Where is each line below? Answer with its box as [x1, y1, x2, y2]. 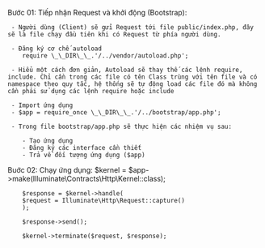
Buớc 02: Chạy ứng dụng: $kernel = [7, 165, 127, 174]
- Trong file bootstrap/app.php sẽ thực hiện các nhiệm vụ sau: [11, 122, 232, 130]
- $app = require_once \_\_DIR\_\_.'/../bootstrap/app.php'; [11, 109, 221, 117]
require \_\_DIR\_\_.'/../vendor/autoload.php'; [22, 52, 189, 60]
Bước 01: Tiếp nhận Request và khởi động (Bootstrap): [7, 8, 187, 17]
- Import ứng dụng [11, 101, 74, 109]
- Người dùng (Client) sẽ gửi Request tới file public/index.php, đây [11, 24, 254, 32]
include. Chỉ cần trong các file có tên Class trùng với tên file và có [7, 73, 258, 81]
